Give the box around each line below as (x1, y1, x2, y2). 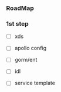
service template (14, 80, 56, 87)
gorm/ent (14, 56, 38, 63)
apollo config (14, 45, 47, 52)
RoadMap (6, 4, 34, 12)
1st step (6, 19, 29, 27)
